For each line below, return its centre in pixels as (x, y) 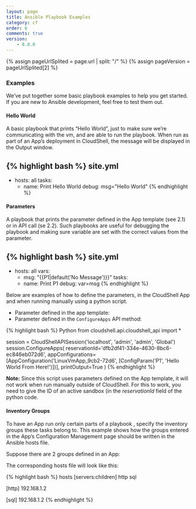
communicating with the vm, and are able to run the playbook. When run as (97, 135)
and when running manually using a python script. (67, 301)
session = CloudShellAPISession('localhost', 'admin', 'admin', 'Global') (91, 342)
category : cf (22, 22)
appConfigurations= (72, 354)
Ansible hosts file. (28, 443)
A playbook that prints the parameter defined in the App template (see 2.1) (96, 220)
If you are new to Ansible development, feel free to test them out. (85, 102)
